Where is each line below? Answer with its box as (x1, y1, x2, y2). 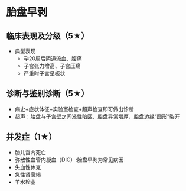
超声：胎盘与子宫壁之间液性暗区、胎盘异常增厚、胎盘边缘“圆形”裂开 (14, 113, 180, 120)
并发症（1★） (6, 132, 57, 142)
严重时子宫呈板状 (23, 70, 66, 77)
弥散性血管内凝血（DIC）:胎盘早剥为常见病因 (14, 156, 124, 163)
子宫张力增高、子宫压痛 (23, 63, 81, 69)
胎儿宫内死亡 (14, 148, 46, 156)
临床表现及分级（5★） (6, 31, 90, 41)
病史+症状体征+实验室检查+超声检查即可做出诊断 (14, 105, 134, 112)
